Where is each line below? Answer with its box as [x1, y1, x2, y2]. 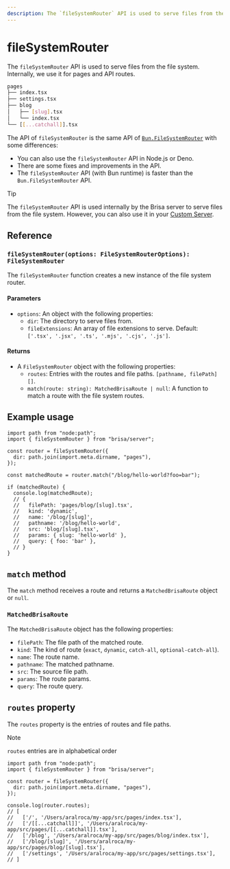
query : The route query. [16, 682, 84, 690]
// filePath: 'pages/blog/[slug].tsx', [13, 502, 133, 509]
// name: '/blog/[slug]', [13, 513, 94, 520]
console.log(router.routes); [7, 802, 90, 809]
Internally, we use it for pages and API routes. [7, 69, 136, 78]
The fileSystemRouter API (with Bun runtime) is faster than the [16, 169, 194, 177]
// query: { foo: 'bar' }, [13, 537, 97, 544]
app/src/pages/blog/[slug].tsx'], [7, 844, 106, 851]
